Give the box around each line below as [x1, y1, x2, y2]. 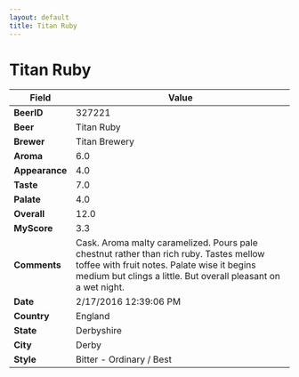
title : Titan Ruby [9, 21, 77, 30]
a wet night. [75, 281, 125, 293]
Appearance [13, 164, 68, 177]
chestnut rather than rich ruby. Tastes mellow [75, 248, 265, 261]
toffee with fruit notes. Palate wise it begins [75, 259, 256, 271]
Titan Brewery [75, 135, 135, 148]
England [75, 310, 110, 323]
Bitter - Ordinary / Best [75, 353, 172, 365]
